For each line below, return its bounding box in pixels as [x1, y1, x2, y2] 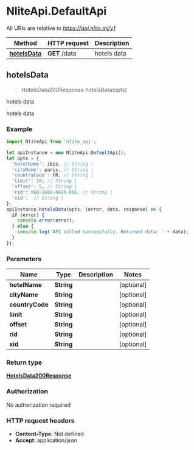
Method [14, 38, 38, 47]
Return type [6, 358, 43, 367]
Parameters [6, 255, 41, 263]
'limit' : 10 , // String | [12, 178, 78, 184]
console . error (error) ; [17, 217, 75, 223]
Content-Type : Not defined [15, 430, 84, 437]
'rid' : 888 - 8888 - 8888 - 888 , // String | [12, 189, 113, 195]
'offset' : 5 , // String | [12, 184, 78, 190]
